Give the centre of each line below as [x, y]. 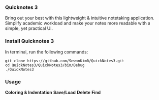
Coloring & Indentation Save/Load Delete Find [53, 92]
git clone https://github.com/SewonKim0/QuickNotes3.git [65, 61]
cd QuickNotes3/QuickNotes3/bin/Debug [45, 65]
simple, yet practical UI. [29, 28]
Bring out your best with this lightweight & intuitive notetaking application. [80, 18]
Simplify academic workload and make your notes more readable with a [78, 23]
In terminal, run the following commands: [47, 52]
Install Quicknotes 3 [30, 41]
